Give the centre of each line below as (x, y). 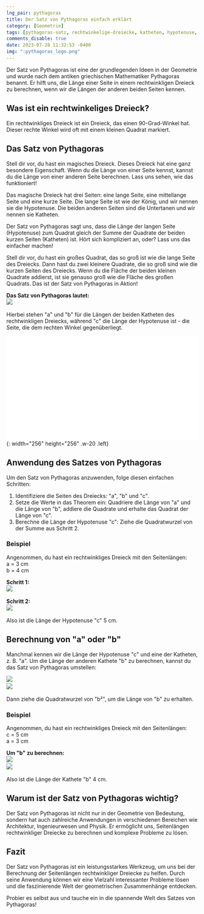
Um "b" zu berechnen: (35, 753)
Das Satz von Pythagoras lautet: (48, 295)
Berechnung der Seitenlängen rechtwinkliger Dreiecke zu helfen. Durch (96, 873)
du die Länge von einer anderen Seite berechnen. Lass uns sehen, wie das (100, 177)
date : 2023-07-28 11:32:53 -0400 (49, 45)
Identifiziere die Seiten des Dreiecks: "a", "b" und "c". (82, 495)
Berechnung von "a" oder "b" (64, 639)
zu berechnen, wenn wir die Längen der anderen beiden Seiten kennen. (96, 89)
